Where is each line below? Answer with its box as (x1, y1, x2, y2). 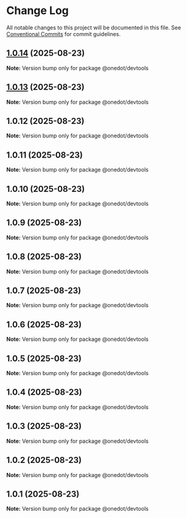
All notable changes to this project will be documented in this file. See (6, 24, 182, 31)
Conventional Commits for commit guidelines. (6, 30, 121, 37)
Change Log (6, 4, 69, 18)
